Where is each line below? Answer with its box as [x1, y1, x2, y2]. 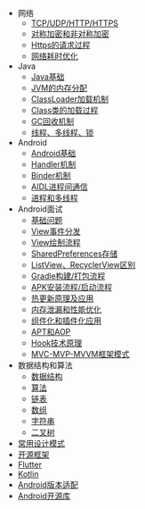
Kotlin [17, 469, 39, 480]
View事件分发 [30, 226, 82, 237]
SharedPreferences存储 [30, 248, 118, 259]
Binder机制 [30, 171, 71, 180]
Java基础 [30, 71, 65, 82]
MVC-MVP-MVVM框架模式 [30, 349, 130, 359]
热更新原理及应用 [30, 293, 94, 304]
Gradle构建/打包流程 [30, 271, 106, 281]
